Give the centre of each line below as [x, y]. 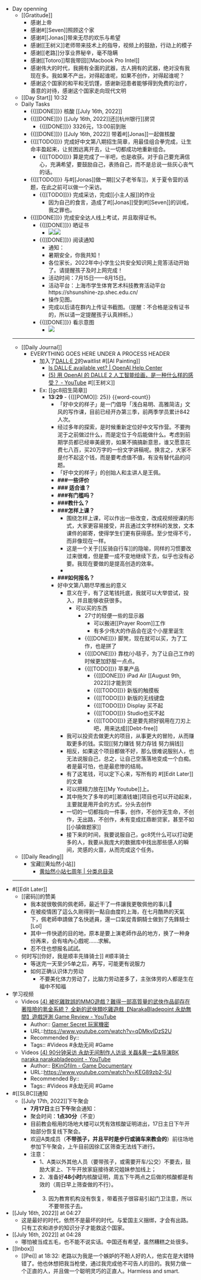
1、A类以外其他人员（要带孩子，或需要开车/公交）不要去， [112, 1162]
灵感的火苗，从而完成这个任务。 [117, 850]
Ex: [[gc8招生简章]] [63, 390]
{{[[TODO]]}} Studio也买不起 [129, 713]
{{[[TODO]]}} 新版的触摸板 [126, 690]
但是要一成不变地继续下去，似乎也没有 [141, 556]
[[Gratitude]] [37, 15]
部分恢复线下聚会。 [60, 1131]
